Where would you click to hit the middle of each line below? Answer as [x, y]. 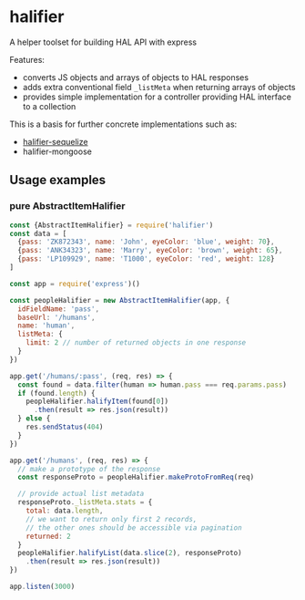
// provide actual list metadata [81, 494]
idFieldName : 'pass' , [59, 309]
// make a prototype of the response [89, 469]
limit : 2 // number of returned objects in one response [136, 343]
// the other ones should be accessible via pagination [134, 528]
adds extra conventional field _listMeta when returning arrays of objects [159, 87]
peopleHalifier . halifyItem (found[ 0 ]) [97, 402]
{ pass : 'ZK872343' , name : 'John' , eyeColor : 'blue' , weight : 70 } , [146, 242]
